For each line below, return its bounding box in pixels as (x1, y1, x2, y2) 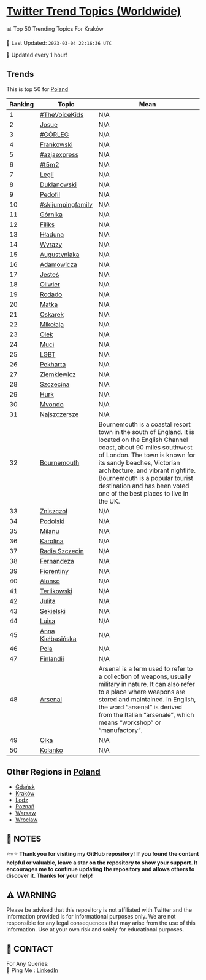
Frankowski (39, 140, 73, 149)
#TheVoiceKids (39, 110, 84, 119)
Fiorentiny (39, 567, 69, 575)
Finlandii (39, 654, 64, 663)
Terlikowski (39, 587, 72, 595)
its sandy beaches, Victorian (98, 458, 180, 467)
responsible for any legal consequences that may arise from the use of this (6, 919, 196, 927)
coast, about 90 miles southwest (98, 443, 193, 451)
